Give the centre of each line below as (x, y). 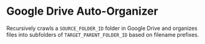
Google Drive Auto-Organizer (82, 11)
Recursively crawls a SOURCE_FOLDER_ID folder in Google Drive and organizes (102, 28)
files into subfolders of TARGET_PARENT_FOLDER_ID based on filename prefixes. (103, 34)
